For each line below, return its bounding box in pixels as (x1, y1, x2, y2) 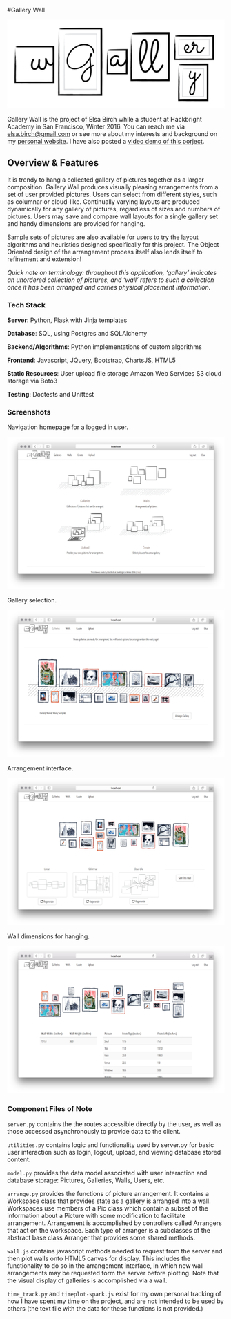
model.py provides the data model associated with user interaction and (7, 1168, 208, 1177)
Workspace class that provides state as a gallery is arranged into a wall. (7, 1197, 212, 1205)
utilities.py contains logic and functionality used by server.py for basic (7, 1140, 214, 1149)
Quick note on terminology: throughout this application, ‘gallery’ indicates (7, 268, 217, 276)
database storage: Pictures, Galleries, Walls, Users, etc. (7, 1176, 165, 1184)
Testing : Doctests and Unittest (7, 390, 94, 398)
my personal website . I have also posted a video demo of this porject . (7, 137, 205, 145)
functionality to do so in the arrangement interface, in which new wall (7, 1261, 204, 1270)
